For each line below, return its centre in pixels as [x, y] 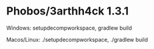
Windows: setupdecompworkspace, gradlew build [69, 28]
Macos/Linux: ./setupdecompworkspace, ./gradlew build [77, 39]
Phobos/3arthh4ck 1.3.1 [68, 11]
